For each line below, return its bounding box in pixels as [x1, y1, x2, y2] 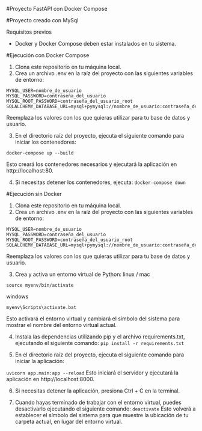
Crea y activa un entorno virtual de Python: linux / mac [14, 271, 150, 278]
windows [6, 293, 29, 300]
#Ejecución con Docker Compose [6, 52, 90, 59]
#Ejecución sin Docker [6, 191, 62, 197]
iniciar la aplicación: [14, 358, 64, 364]
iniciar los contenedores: [14, 138, 76, 145]
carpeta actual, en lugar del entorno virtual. [14, 418, 123, 425]
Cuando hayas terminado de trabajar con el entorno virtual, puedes [14, 399, 182, 406]
